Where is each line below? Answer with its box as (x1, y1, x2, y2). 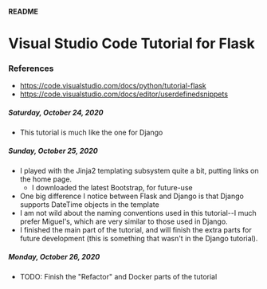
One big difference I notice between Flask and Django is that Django (19, 191, 245, 201)
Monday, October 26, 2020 (8, 252, 100, 262)
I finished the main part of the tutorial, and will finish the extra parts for (19, 225, 253, 235)
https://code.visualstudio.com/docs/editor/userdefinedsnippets (19, 89, 229, 99)
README (8, 7, 38, 16)
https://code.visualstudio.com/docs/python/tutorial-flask (19, 81, 207, 91)
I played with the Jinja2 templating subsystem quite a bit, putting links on (19, 166, 259, 176)
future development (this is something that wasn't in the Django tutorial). (19, 234, 258, 244)
